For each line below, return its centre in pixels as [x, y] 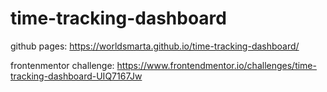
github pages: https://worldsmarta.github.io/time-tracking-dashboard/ [155, 46]
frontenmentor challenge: [62, 65]
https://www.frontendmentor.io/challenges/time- [216, 65]
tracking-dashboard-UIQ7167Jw [76, 76]
